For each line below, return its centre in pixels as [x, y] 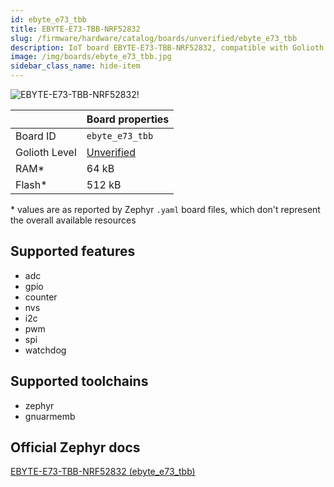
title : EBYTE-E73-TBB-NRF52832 [75, 29]
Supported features [73, 251]
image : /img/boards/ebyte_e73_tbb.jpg [91, 57]
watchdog [45, 350]
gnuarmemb [50, 416]
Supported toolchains [79, 381]
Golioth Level [46, 152]
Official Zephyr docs [75, 447]
